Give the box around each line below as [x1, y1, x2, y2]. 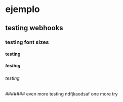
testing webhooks [5, 24, 63, 32]
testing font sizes [5, 39, 49, 46]
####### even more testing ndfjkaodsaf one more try [5, 90, 118, 96]
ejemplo [5, 4, 40, 15]
